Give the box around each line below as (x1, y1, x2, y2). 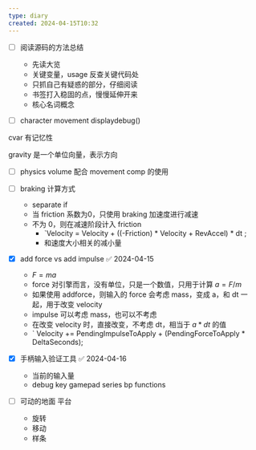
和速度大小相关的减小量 (43, 237, 122, 247)
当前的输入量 (31, 371, 75, 380)
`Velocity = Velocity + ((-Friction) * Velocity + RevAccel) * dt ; (43, 228, 247, 237)
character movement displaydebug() (19, 116, 141, 125)
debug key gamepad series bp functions (31, 379, 166, 389)
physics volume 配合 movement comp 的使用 (19, 166, 169, 176)
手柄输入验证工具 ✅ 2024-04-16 (19, 354, 127, 363)
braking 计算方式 (19, 184, 76, 193)
